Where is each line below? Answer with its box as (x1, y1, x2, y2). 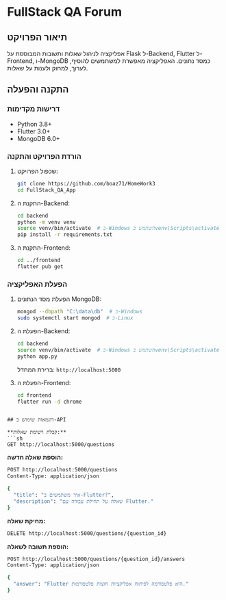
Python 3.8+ (16, 120, 53, 128)
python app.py (16, 353, 58, 360)
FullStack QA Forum (7, 4, 122, 20)
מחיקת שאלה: (7, 517, 46, 525)
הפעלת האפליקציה (7, 279, 67, 289)
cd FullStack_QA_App (16, 186, 76, 194)
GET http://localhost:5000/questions (7, 441, 115, 448)
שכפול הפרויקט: (16, 167, 58, 175)
